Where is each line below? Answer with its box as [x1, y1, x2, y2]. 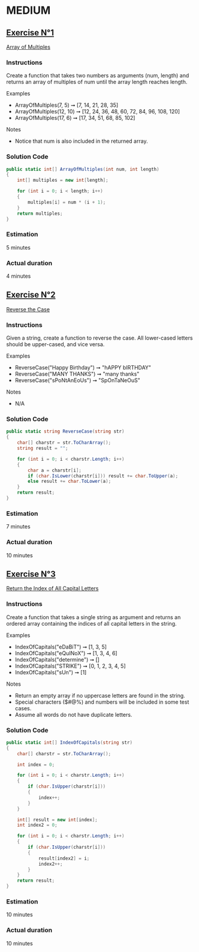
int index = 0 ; [17, 761, 55, 768]
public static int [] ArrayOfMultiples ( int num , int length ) [6, 166, 160, 172]
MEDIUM [6, 4, 51, 17]
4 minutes [6, 272, 31, 280]
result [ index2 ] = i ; [38, 855, 90, 861]
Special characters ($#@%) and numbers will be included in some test [14, 698, 189, 705]
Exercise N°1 [6, 28, 55, 38]
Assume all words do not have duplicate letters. [14, 711, 132, 718]
